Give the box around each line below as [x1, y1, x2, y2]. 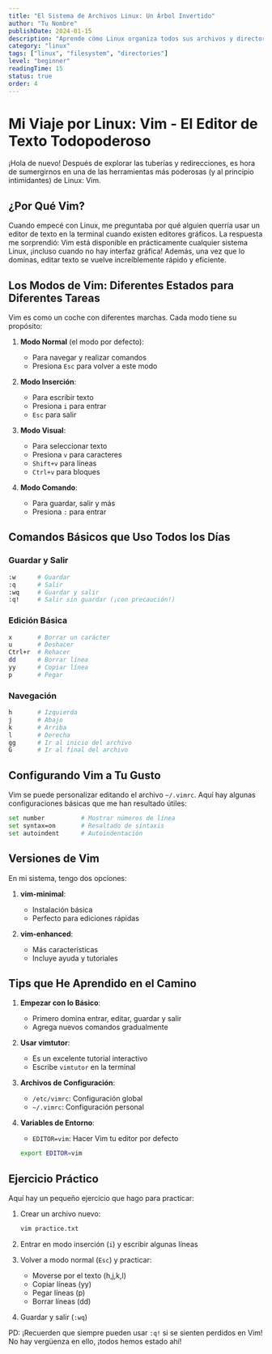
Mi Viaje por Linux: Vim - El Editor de [8, 114, 258, 133]
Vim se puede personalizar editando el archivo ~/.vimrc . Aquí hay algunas [8, 790, 257, 800]
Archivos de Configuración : [19, 1078, 116, 1088]
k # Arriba [8, 723, 67, 731]
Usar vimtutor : [19, 1038, 70, 1048]
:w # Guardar [8, 573, 70, 581]
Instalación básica [32, 905, 93, 914]
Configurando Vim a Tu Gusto [8, 769, 161, 782]
